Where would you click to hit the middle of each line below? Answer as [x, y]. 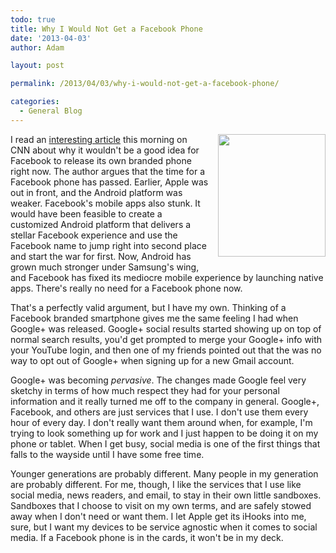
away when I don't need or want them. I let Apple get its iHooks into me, [158, 516]
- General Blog [51, 111]
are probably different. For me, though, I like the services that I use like [156, 484]
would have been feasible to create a [86, 213]
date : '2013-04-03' [51, 38]
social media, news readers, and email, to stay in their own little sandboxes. [166, 495]
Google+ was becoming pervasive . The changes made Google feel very [158, 380]
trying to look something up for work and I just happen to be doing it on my [164, 433]
